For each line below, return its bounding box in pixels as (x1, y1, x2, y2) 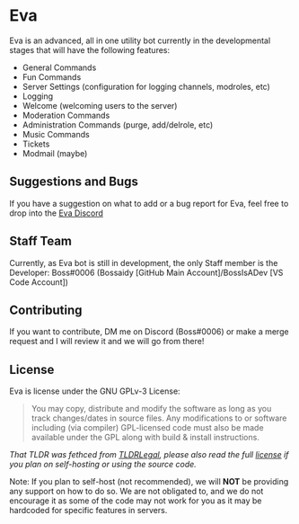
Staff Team (9, 234, 72, 249)
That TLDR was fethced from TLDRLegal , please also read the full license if (9, 449, 289, 460)
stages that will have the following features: (9, 44, 171, 55)
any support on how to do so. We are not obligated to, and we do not (9, 486, 264, 497)
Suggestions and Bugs (9, 174, 139, 190)
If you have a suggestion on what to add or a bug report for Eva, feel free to (9, 198, 289, 209)
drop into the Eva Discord (9, 208, 103, 218)
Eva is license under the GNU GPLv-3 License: (9, 386, 181, 396)
